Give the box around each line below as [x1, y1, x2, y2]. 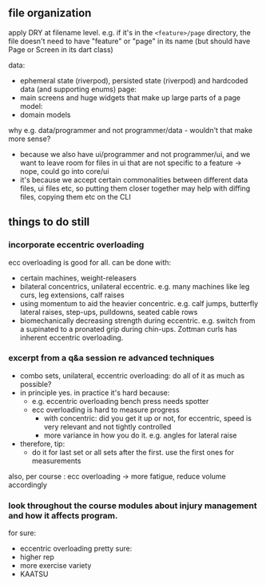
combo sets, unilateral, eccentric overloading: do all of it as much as [19, 370, 245, 380]
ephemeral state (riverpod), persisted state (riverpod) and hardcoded [19, 75, 248, 85]
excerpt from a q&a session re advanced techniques [8, 353, 215, 364]
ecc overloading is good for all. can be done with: [8, 257, 172, 267]
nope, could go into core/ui [19, 166, 109, 175]
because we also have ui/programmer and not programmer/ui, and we [19, 149, 251, 159]
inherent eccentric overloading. [19, 333, 124, 342]
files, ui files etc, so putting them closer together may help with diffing [19, 184, 251, 193]
